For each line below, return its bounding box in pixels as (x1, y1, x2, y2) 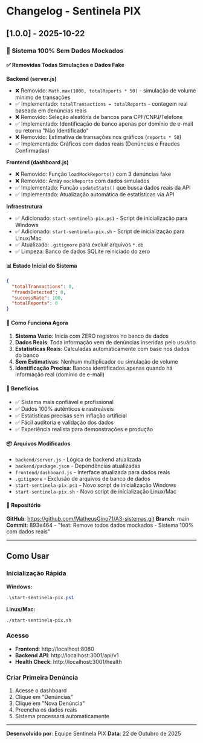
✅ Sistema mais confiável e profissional (14, 398, 114, 405)
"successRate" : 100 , (11, 295, 63, 301)
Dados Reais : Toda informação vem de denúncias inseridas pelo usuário (14, 339, 196, 346)
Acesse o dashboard (14, 687, 67, 694)
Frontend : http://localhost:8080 (14, 645, 95, 652)
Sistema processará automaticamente (14, 713, 110, 719)
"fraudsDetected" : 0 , (11, 289, 66, 295)
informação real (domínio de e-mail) (14, 371, 105, 378)
